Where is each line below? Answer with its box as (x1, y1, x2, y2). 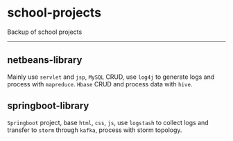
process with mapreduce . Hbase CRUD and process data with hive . (7, 79, 193, 88)
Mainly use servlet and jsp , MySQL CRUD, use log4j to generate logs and (7, 73, 215, 81)
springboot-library (7, 100, 89, 112)
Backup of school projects (7, 28, 83, 36)
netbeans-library (7, 54, 83, 66)
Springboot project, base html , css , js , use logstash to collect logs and (7, 118, 209, 126)
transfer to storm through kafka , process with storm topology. (7, 126, 182, 134)
